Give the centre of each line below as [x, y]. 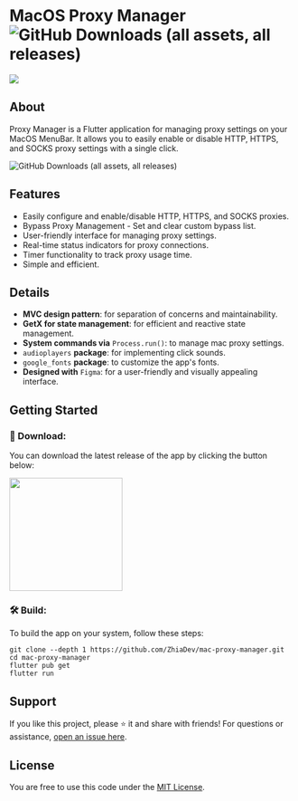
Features [35, 194]
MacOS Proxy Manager [98, 16]
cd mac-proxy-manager [50, 658]
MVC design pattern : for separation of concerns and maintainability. [150, 314]
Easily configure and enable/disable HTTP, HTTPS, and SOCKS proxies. [156, 216]
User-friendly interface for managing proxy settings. [119, 235]
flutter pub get [40, 666]
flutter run [32, 674]
